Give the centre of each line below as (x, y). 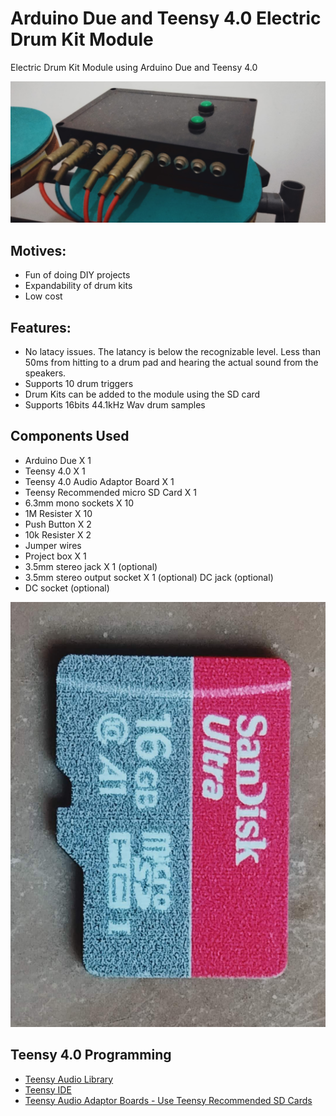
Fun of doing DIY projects (77, 275)
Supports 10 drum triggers (79, 383)
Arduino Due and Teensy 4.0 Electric (166, 18)
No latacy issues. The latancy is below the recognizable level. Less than (172, 351)
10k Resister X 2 (58, 534)
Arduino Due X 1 (58, 460)
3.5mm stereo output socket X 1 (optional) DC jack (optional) (149, 577)
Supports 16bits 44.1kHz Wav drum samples (115, 404)
